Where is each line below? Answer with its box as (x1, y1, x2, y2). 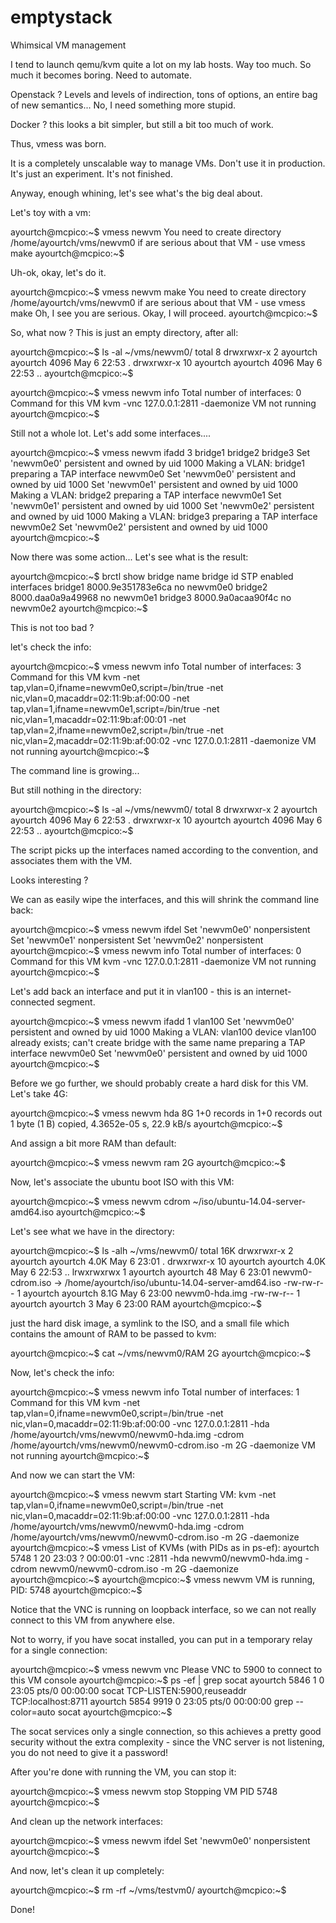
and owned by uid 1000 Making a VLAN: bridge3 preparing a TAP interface (10, 510, 318, 522)
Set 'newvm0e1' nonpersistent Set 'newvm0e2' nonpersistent (10, 934, 264, 946)
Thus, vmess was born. (10, 137, 107, 150)
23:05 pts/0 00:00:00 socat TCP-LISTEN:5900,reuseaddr (10, 1684, 247, 1696)
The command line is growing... (10, 764, 140, 776)
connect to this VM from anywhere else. (10, 1614, 175, 1626)
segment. (56, 996, 96, 1008)
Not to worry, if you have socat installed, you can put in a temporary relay (10, 1633, 313, 1645)
